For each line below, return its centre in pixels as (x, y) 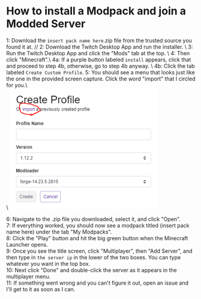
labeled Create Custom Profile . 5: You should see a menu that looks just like (100, 72)
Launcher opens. (27, 244)
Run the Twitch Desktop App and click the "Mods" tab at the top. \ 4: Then (98, 53)
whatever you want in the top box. (48, 264)
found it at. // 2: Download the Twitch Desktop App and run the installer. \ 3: (100, 47)
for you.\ (17, 85)
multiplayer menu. (28, 276)
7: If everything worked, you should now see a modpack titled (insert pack (98, 225)
